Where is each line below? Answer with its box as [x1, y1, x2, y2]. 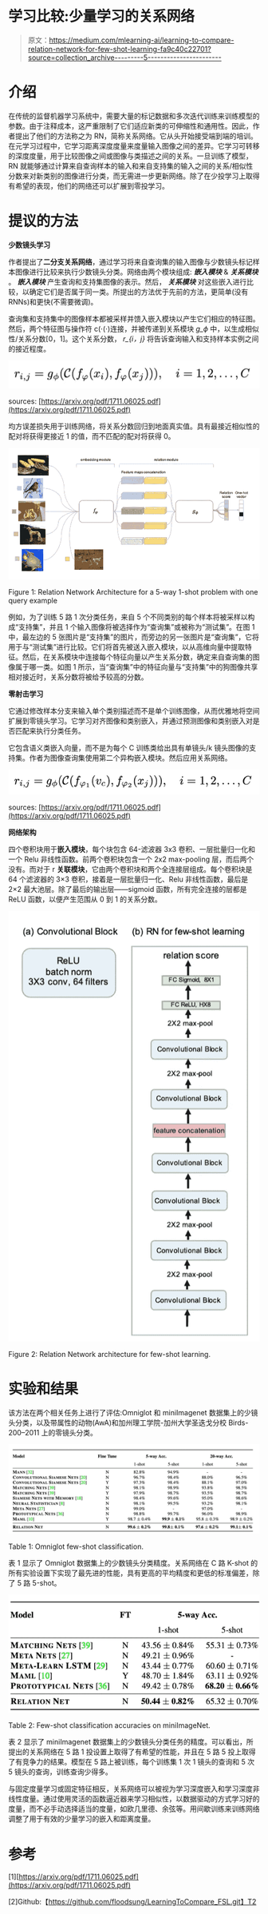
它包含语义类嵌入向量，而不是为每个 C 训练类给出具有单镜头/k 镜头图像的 [8, 743, 250, 753]
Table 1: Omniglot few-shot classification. [8, 1542, 144, 1551]
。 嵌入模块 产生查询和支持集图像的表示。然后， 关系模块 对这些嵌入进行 [8, 277, 247, 286]
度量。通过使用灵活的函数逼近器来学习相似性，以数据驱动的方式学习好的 [22, 1794, 260, 1804]
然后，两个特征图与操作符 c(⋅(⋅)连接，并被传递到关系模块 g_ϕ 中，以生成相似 [8, 324, 259, 333]
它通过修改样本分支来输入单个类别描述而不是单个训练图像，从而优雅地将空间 [8, 706, 260, 716]
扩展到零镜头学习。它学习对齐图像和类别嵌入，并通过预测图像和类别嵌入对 [8, 716, 253, 726]
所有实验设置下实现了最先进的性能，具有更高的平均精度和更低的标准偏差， [8, 1568, 253, 1578]
